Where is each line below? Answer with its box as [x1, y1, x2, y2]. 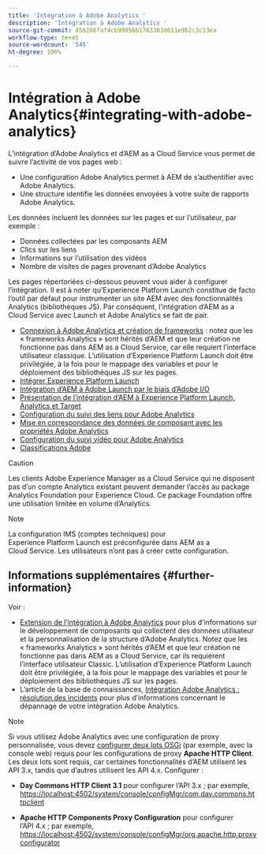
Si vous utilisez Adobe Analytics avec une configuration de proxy [8, 731, 219, 741]
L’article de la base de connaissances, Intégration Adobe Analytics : [19, 684, 240, 694]
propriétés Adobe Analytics [19, 426, 109, 435]
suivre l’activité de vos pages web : [8, 157, 122, 166]
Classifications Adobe [19, 442, 91, 452]
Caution [8, 458, 34, 468]
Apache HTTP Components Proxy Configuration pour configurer [19, 812, 234, 822]
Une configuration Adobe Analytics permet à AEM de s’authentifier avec [19, 172, 254, 181]
